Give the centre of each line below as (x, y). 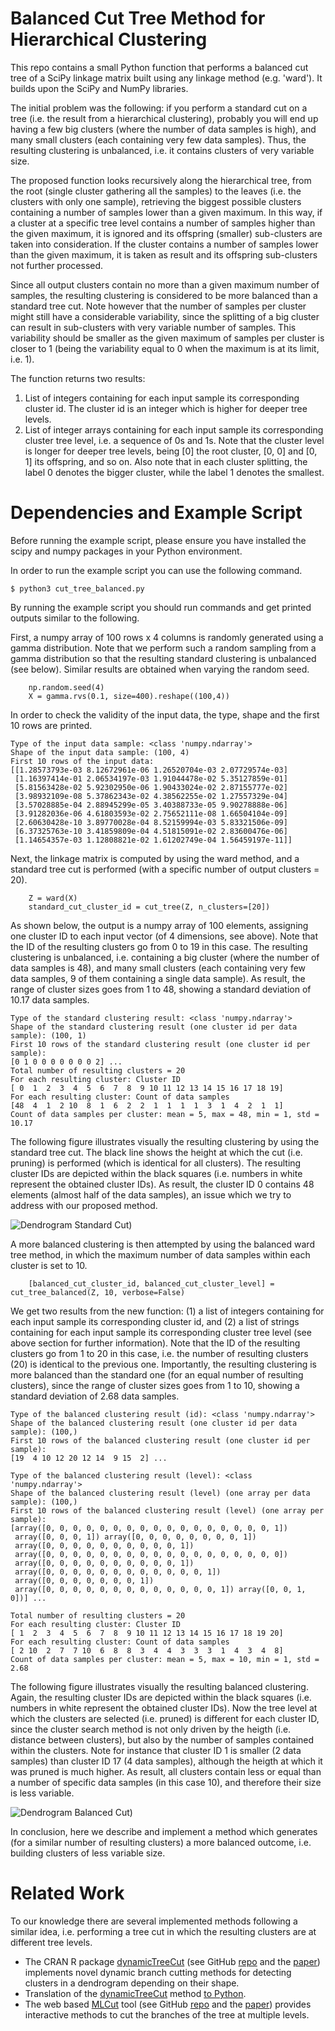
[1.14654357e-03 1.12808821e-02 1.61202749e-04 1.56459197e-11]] (153, 840)
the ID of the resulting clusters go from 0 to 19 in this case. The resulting (159, 946)
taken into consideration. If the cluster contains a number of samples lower (164, 244)
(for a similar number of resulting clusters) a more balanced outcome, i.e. (161, 1842)
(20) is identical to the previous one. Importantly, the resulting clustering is (163, 1364)
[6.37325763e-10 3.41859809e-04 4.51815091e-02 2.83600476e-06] (151, 831)
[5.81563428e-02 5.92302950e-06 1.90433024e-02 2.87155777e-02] (151, 787)
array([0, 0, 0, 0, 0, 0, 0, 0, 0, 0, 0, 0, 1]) (118, 1572)
